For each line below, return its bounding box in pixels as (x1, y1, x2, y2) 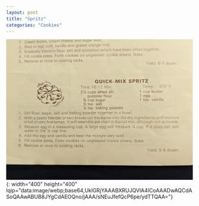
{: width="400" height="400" (6, 181, 78, 188)
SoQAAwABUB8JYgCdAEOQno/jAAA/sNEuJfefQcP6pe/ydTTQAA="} (6, 193, 174, 200)
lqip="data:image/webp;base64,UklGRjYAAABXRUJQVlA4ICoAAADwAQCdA (6, 186, 192, 194)
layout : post (6, 9, 38, 15)
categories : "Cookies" (6, 22, 62, 28)
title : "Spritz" (6, 15, 46, 22)
